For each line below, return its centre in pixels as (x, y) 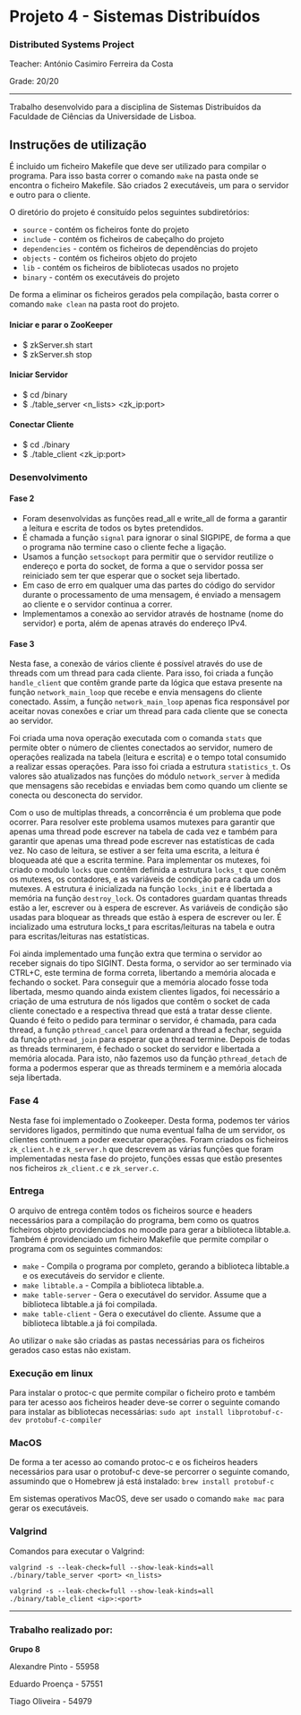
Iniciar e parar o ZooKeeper (61, 324)
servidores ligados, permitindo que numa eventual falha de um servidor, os (147, 1130)
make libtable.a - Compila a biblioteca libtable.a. (113, 1285)
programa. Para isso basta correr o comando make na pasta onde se (134, 176)
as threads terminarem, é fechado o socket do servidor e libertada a (135, 1049)
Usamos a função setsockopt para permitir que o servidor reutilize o (148, 556)
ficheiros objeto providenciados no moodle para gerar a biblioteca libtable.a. (150, 1229)
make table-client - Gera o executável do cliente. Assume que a (142, 1314)
